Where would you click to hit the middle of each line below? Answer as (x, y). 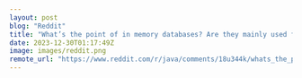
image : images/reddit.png (58, 51)
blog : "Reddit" (38, 26)
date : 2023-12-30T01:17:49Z (62, 43)
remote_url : (31, 59)
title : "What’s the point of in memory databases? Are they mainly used (148, 34)
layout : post (34, 17)
